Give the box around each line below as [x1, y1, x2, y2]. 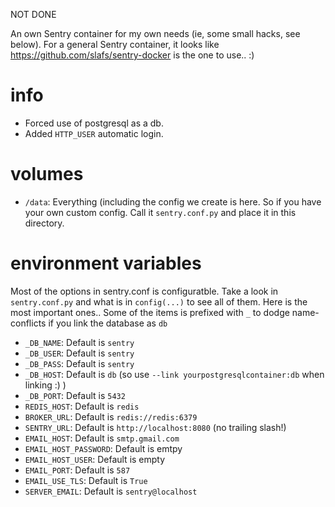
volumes [10, 163, 84, 186]
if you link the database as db [48, 317, 168, 329]
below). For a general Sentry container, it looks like [10, 39, 220, 50]
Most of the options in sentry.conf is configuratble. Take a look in [10, 285, 279, 297]
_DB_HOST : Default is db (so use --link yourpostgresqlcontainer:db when [24, 368, 325, 380]
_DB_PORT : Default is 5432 [24, 389, 126, 401]
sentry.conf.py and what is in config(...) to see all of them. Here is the [10, 295, 308, 308]
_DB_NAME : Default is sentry [24, 336, 135, 348]
